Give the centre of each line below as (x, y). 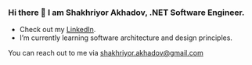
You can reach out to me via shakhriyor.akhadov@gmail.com (106, 53)
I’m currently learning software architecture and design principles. (126, 38)
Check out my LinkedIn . (58, 30)
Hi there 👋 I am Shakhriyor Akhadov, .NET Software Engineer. (126, 13)
